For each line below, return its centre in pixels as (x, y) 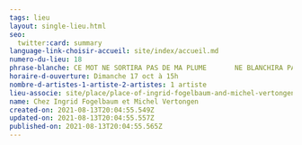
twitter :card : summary (60, 43)
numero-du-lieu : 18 (46, 59)
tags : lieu (30, 18)
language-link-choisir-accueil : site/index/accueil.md (114, 51)
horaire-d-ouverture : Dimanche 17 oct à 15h (94, 77)
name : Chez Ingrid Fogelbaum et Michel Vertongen (104, 101)
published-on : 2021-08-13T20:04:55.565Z (86, 127)
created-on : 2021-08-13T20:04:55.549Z (82, 110)
